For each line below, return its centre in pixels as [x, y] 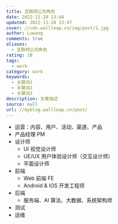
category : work [25, 72]
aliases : [17, 45]
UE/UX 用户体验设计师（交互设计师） [68, 157]
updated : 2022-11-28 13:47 [39, 22]
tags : [13, 60]
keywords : [18, 77]
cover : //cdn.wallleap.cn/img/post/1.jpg [58, 28]
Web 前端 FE [38, 178]
